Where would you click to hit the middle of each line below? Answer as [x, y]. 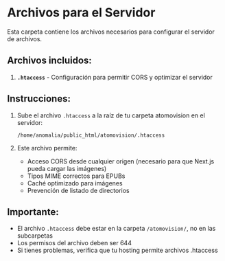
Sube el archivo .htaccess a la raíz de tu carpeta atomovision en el [111, 115]
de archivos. [25, 38]
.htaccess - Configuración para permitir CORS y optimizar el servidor [115, 77]
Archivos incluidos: [50, 61]
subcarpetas [35, 236]
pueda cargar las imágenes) [67, 168]
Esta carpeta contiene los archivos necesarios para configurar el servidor [111, 32]
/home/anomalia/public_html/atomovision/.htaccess [91, 135]
